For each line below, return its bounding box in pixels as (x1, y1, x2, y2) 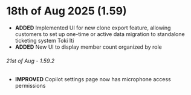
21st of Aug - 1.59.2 (6, 57, 55, 64)
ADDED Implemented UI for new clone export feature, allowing (15, 24, 171, 31)
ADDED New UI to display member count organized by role (15, 43, 162, 51)
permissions (15, 82, 46, 90)
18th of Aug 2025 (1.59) (6, 4, 127, 18)
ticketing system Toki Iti (15, 37, 74, 44)
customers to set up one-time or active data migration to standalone (15, 30, 186, 37)
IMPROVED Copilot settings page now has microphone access (15, 76, 171, 83)
